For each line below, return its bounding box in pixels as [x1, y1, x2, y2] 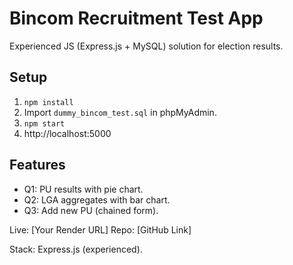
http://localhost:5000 [23, 127, 112, 139]
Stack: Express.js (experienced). [9, 243, 143, 255]
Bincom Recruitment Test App [9, 7, 264, 30]
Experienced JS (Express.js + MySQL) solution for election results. [9, 40, 284, 52]
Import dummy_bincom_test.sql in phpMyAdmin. [23, 106, 217, 118]
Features [9, 157, 66, 174]
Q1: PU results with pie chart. [23, 183, 144, 195]
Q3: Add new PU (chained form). [23, 204, 159, 216]
